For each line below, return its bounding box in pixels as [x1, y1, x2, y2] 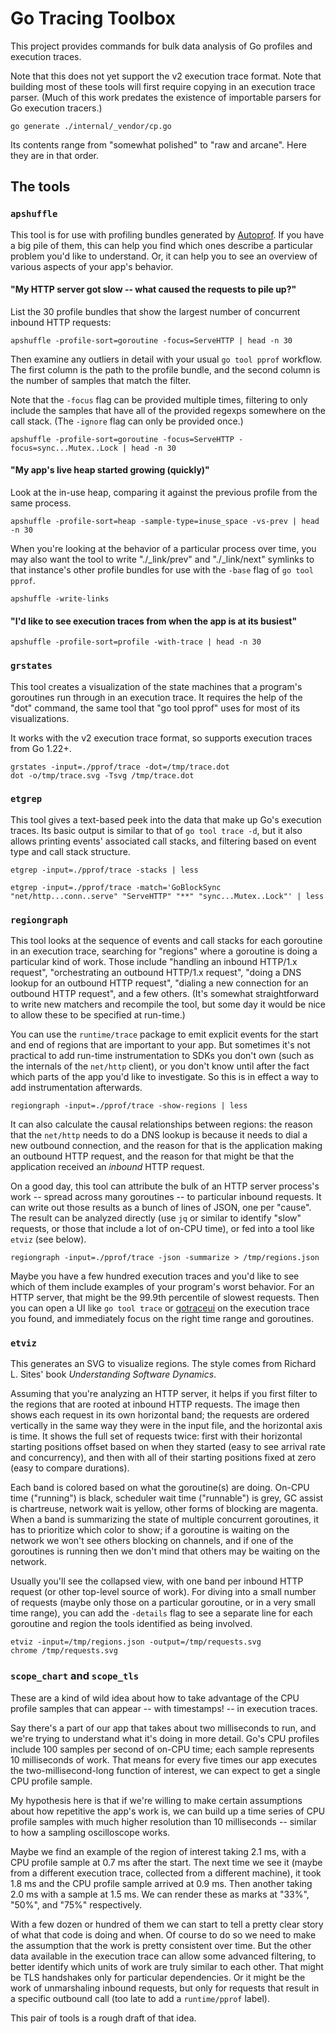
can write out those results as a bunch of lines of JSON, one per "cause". [10, 1202, 312, 1214]
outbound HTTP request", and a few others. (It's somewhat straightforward [10, 988, 320, 1000]
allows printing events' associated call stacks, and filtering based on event [10, 835, 317, 847]
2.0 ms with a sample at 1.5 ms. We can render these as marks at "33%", [10, 1888, 310, 1900]
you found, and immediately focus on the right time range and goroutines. [10, 1313, 314, 1325]
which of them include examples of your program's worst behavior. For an [10, 1281, 315, 1293]
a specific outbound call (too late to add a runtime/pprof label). [10, 1992, 270, 2004]
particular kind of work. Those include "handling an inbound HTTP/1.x [10, 956, 298, 968]
